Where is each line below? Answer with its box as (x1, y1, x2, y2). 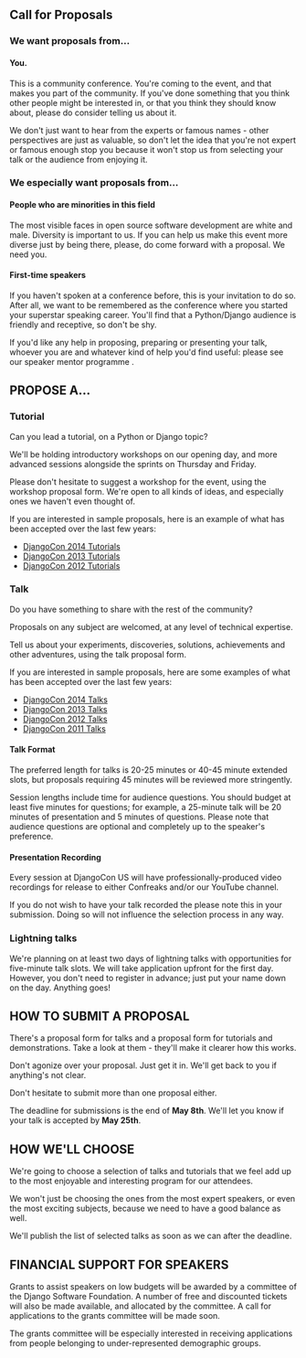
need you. (9, 249, 47, 260)
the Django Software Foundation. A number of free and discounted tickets (9, 1290, 288, 1301)
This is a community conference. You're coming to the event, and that (9, 78, 272, 89)
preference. (9, 831, 54, 842)
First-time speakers (9, 270, 87, 281)
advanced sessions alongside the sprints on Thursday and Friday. (9, 458, 258, 469)
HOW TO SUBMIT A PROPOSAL (9, 1008, 190, 1023)
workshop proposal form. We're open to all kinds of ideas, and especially (9, 486, 284, 497)
